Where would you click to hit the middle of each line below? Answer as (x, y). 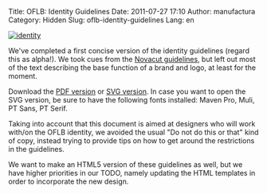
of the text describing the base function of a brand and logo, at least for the (132, 68)
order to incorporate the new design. (69, 181)
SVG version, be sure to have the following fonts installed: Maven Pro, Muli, (132, 100)
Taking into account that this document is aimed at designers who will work (132, 124)
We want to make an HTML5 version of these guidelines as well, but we (126, 165)
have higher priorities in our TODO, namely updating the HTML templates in (132, 173)
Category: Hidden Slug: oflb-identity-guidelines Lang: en (102, 20)
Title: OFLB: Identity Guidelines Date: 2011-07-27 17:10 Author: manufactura (132, 12)
